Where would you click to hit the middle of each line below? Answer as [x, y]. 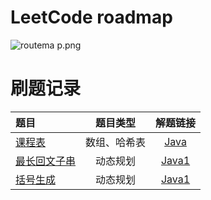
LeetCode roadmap [91, 17]
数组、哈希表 [116, 142]
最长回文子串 [46, 161]
